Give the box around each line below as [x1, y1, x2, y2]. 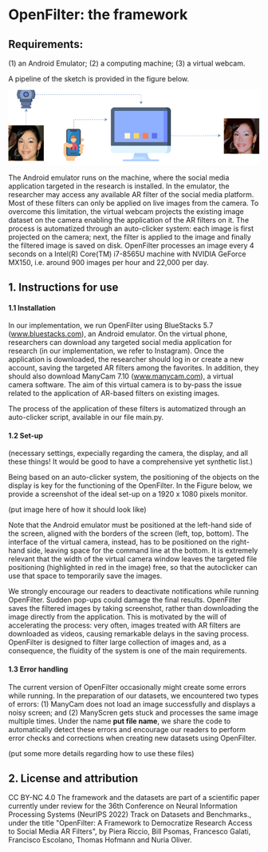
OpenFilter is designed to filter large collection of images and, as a [8, 637, 227, 648]
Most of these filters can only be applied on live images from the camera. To [8, 198, 259, 208]
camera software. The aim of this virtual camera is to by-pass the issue [8, 380, 242, 390]
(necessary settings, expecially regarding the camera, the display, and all [8, 449, 249, 458]
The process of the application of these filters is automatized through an [8, 404, 246, 414]
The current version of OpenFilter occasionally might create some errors [8, 682, 246, 692]
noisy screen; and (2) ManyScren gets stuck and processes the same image [8, 707, 258, 717]
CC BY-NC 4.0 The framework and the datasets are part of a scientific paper [8, 793, 260, 802]
